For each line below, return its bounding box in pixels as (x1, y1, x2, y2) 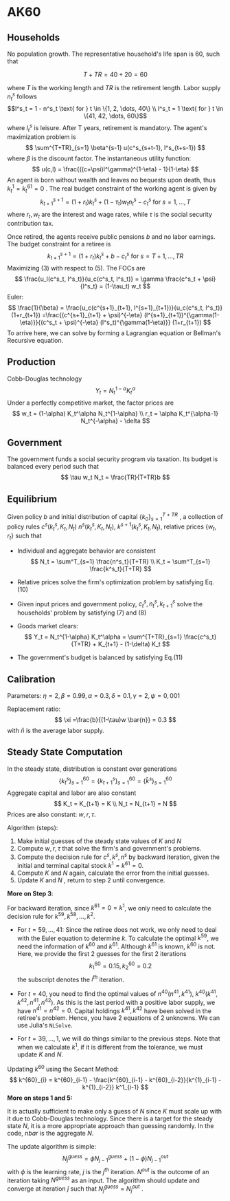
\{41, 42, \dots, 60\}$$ (83, 111, 148, 120)
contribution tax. (7, 219, 54, 227)
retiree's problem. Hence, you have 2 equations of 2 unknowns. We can (16, 1014, 220, 1022)
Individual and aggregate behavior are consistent (16, 546, 156, 555)
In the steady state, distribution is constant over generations (7, 765, 177, 773)
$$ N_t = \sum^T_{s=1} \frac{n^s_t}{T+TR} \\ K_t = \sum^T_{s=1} (30, 557, 211, 565)
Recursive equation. (7, 337, 64, 345)
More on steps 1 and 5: (7, 1094, 73, 1102)
